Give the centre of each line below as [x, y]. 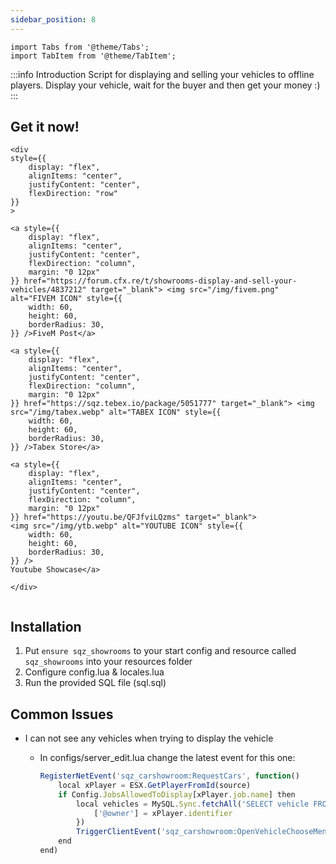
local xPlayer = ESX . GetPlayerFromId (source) [155, 785]
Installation [46, 626]
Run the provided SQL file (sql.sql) [95, 683]
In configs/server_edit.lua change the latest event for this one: [167, 758]
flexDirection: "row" [73, 194]
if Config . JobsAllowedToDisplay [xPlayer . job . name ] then [177, 794]
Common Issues [62, 714]
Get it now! [45, 127]
